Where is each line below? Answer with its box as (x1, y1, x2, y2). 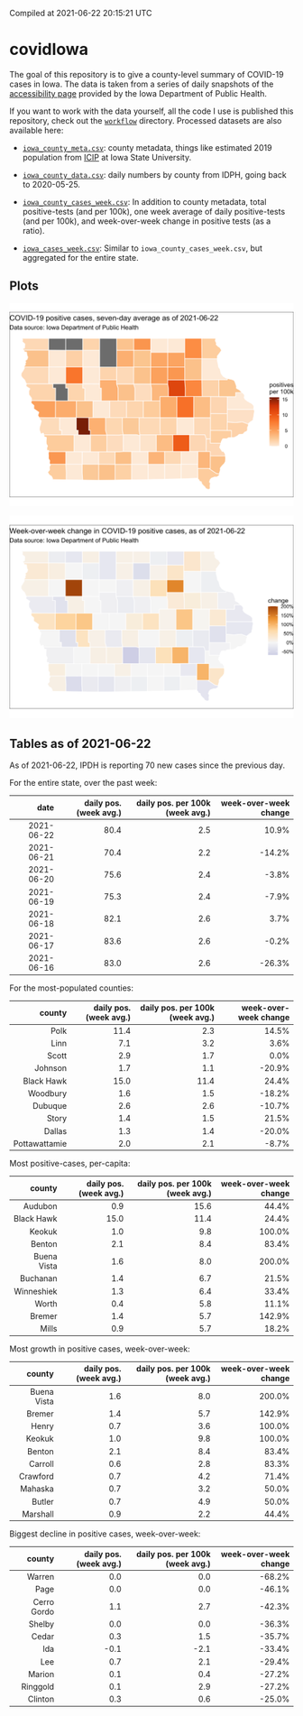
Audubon (23, 1201, 58, 1212)
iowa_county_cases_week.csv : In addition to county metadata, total (22, 196, 267, 207)
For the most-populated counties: (9, 983, 133, 993)
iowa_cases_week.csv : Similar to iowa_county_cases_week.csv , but (22, 243, 263, 254)
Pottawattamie (13, 1138, 68, 1149)
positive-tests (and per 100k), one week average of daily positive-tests (22, 206, 286, 217)
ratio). (22, 225, 45, 235)
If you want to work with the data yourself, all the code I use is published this (9, 106, 294, 116)
